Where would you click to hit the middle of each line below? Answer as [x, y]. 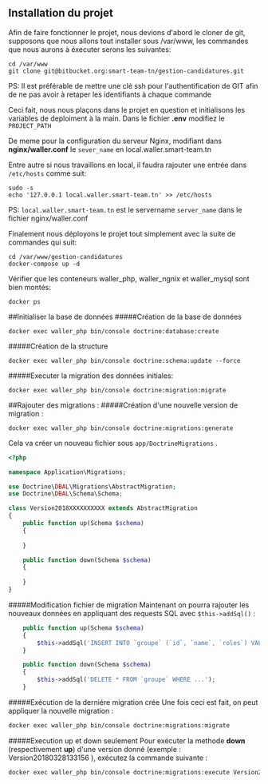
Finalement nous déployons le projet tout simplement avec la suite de [122, 233]
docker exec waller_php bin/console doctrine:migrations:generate [121, 428]
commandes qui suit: [43, 242]
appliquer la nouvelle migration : [61, 710]
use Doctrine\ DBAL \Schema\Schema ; [66, 494]
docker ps [25, 302]
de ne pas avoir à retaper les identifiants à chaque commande [110, 94]
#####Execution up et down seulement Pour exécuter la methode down [127, 740]
